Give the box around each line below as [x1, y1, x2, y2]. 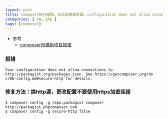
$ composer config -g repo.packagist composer [5, 100, 104, 105]
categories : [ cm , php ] [5, 16, 57, 21]
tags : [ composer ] [5, 21, 41, 26]
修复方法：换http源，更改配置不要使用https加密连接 [5, 88, 131, 95]
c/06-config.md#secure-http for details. [5, 76, 93, 81]
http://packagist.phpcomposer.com [5, 104, 77, 109]
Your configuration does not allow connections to [5, 67, 113, 72]
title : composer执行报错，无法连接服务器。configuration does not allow [5, 12, 150, 17]
